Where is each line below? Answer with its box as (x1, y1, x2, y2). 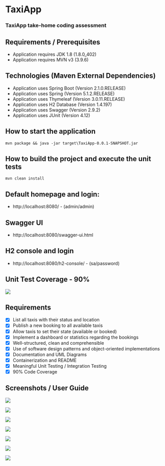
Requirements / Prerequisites (5, 37, 101, 47)
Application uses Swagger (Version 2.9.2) (12, 106, 101, 113)
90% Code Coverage (12, 368, 58, 374)
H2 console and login (5, 247, 74, 255)
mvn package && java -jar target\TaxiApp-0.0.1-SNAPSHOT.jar (5, 141, 138, 146)
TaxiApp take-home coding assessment (5, 22, 107, 29)
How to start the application (5, 127, 96, 136)
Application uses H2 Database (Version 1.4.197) (12, 101, 112, 107)
